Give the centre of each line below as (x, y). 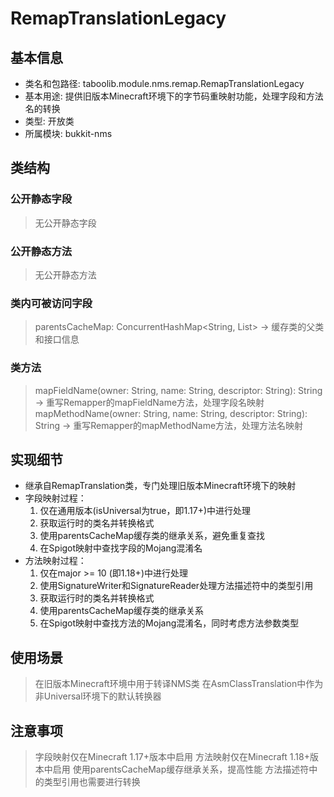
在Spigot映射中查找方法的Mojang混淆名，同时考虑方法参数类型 (169, 623)
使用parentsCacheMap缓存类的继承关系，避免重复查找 (152, 536)
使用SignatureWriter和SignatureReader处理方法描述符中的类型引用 (176, 586)
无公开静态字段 (65, 223)
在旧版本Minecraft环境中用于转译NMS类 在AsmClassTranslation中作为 (179, 684)
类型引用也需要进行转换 (92, 782)
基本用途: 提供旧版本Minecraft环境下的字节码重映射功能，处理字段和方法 (174, 96)
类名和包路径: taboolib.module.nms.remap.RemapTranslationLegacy (164, 83)
